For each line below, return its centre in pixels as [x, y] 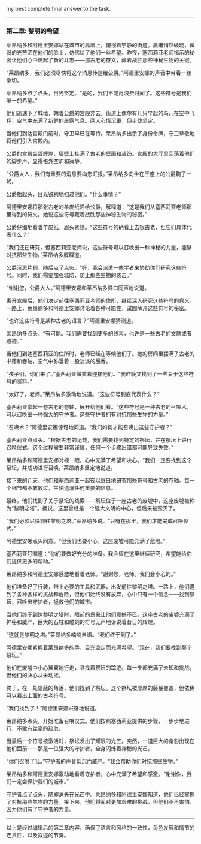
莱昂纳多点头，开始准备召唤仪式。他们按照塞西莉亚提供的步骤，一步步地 [95, 721]
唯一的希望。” [22, 101]
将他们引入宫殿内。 [30, 141]
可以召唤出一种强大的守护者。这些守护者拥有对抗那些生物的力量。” [87, 415]
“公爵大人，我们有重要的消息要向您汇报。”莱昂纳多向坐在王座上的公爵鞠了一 [99, 174]
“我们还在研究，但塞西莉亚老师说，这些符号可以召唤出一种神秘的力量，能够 [99, 248]
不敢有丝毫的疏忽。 [40, 728]
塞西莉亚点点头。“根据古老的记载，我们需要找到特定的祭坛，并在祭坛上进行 [99, 440]
